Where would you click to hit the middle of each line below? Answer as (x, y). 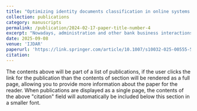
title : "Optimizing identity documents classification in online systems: (99, 11)
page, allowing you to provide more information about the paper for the (92, 84)
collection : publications (38, 17)
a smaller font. (23, 102)
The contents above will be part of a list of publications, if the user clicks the (98, 71)
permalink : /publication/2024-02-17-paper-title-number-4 (78, 28)
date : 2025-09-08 (27, 39)
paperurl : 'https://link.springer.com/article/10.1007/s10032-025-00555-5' (101, 50)
